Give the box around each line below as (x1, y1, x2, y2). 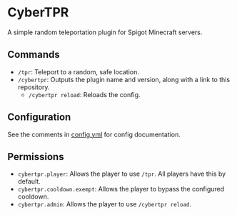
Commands (7, 49, 61, 61)
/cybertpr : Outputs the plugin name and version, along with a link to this (17, 75, 231, 84)
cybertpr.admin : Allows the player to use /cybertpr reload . (17, 200, 192, 209)
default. (17, 177, 41, 186)
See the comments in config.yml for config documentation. (7, 130, 181, 139)
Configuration (7, 111, 71, 124)
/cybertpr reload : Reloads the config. (28, 90, 141, 99)
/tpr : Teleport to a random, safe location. (17, 67, 139, 76)
